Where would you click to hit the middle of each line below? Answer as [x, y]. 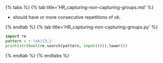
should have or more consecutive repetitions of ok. [67, 17]
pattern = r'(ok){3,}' [30, 41]
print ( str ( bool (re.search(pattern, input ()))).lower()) [66, 46]
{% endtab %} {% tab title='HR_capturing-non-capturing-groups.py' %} [82, 27]
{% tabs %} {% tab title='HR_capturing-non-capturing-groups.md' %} [80, 7]
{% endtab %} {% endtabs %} [37, 55]
